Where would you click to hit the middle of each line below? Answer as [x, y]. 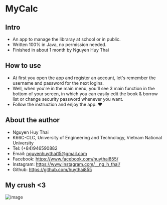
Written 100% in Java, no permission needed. [59, 45]
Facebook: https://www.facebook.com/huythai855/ [65, 159]
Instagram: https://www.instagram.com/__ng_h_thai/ [66, 164]
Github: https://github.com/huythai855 [52, 169]
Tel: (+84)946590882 [35, 148]
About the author [33, 120]
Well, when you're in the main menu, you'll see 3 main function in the [83, 88]
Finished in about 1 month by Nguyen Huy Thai [61, 50]
